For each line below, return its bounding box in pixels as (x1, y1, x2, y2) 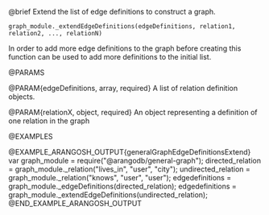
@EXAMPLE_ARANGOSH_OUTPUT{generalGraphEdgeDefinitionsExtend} (8, 147, 251, 156)
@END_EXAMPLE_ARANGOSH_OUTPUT (8, 199, 143, 208)
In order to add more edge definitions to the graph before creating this (8, 43, 242, 53)
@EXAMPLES (8, 132, 54, 141)
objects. (8, 92, 35, 101)
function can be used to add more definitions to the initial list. (8, 52, 212, 61)
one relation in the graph (8, 116, 90, 126)
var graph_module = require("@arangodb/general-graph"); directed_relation (8, 156, 262, 165)
